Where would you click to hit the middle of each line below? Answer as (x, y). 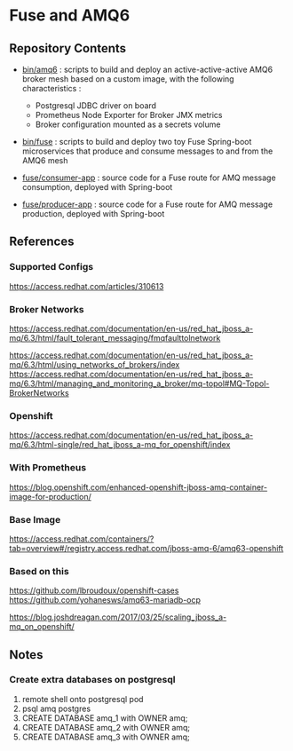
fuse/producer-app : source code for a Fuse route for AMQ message (147, 204)
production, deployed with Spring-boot (93, 213)
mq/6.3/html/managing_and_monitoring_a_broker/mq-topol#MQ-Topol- (139, 383)
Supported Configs (51, 267)
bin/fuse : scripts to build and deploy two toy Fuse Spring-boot (137, 142)
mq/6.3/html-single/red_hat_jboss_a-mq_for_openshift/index (120, 445)
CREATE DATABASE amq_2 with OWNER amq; (106, 727)
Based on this (39, 571)
